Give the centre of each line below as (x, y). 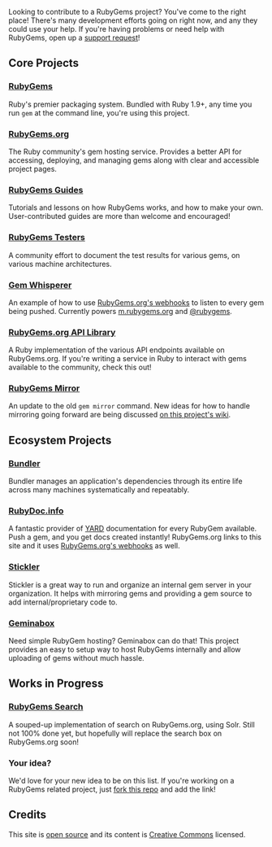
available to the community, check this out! (80, 367)
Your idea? (30, 762)
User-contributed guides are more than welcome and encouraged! (119, 216)
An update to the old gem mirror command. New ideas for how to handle (129, 406)
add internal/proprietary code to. (63, 602)
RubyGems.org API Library (62, 332)
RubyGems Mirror (44, 388)
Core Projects (44, 63)
